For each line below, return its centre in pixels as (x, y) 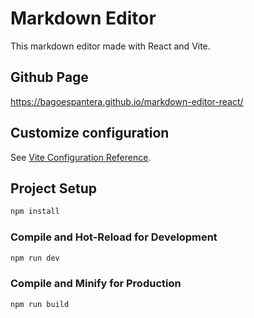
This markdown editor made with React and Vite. (110, 46)
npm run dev (35, 258)
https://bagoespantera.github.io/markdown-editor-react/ (127, 101)
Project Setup (54, 188)
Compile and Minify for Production (96, 284)
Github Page (49, 77)
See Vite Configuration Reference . (81, 157)
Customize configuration (90, 133)
